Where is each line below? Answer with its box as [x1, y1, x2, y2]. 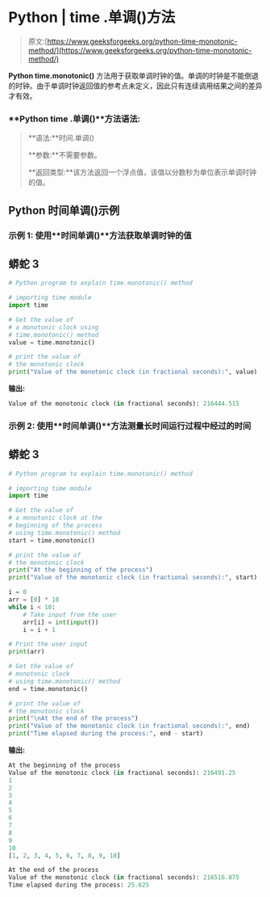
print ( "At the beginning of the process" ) [8, 566, 153, 575]
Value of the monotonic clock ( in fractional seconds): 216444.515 [8, 400, 240, 408]
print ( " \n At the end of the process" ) [8, 714, 139, 722]
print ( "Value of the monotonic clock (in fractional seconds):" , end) [8, 722, 251, 731]
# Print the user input [8, 640, 89, 648]
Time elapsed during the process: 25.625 [8, 881, 150, 890]
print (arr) [8, 648, 45, 656]
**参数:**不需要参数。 [27, 150, 102, 160]
